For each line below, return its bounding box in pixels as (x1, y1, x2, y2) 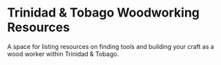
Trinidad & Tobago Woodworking (7, 5, 200, 21)
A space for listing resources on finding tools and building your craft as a (7, 42, 214, 50)
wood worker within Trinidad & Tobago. (7, 50, 119, 58)
